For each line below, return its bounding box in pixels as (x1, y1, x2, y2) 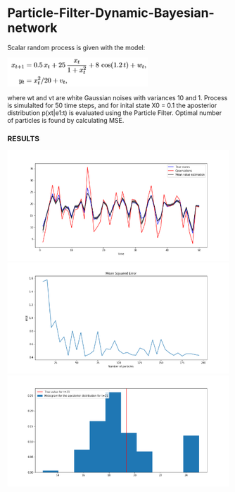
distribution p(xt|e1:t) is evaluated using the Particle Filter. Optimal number (7, 108, 222, 117)
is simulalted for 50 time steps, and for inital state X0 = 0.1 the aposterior (7, 101, 217, 109)
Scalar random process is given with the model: (7, 43, 146, 52)
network (7, 20, 58, 36)
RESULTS (7, 133, 40, 143)
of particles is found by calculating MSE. (7, 116, 125, 124)
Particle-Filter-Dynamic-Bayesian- (7, 5, 215, 21)
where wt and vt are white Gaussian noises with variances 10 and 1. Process (7, 93, 228, 102)
